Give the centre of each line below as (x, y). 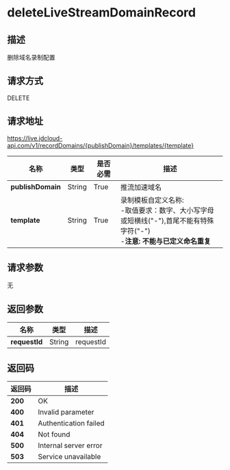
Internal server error (70, 445)
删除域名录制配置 (31, 57)
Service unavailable (69, 457)
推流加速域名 (141, 187)
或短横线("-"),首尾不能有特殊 (167, 221)
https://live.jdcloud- (35, 138)
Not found (54, 434)
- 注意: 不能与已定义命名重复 (165, 241)
